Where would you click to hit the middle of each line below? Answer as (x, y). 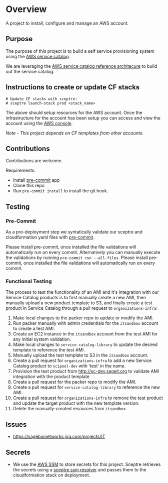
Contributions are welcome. (34, 161)
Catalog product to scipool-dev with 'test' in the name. (69, 366)
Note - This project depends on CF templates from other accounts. (75, 133)
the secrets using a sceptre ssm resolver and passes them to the (79, 469)
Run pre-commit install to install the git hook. (60, 191)
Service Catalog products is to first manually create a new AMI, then (76, 298)
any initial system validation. (42, 339)
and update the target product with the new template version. (76, 403)
